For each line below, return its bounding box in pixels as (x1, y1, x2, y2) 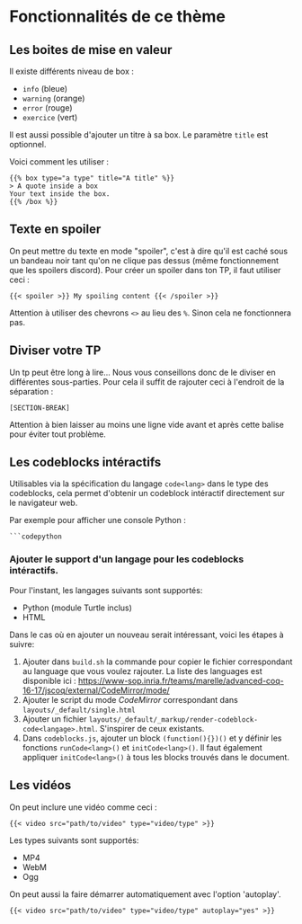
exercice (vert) (22, 112, 78, 122)
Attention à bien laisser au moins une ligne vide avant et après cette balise (9, 419, 285, 430)
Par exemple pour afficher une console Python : (9, 515, 186, 526)
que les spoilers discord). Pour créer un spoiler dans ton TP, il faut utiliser (9, 264, 281, 275)
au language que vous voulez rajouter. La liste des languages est (22, 665, 262, 676)
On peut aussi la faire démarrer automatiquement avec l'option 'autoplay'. (9, 888, 281, 900)
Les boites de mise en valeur (9, 42, 173, 58)
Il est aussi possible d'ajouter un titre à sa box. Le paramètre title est (9, 129, 269, 140)
